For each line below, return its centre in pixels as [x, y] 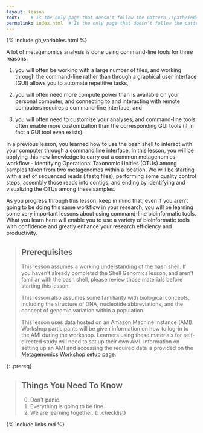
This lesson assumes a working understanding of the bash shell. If [103, 266]
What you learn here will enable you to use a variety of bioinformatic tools [98, 220]
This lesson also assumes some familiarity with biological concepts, [105, 298]
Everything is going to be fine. [67, 406]
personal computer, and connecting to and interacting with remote [97, 101]
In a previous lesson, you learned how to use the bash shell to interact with [99, 144]
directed [31, 342]
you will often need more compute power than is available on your [97, 95]
